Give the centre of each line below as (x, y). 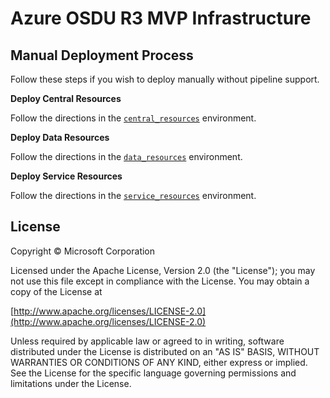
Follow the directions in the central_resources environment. (133, 118)
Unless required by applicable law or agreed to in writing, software (147, 341)
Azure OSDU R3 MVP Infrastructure (161, 18)
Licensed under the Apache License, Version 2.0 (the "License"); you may (163, 270)
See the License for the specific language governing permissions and (153, 373)
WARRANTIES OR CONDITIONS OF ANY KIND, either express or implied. (159, 362)
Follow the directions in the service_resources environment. (133, 195)
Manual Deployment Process (102, 55)
